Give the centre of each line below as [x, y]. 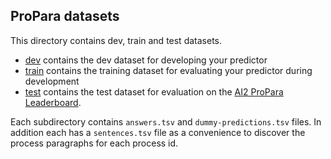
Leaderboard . [53, 102]
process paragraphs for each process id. [94, 143]
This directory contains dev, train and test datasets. [116, 40]
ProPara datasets [65, 16]
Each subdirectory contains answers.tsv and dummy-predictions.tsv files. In [166, 121]
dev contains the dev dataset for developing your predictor [146, 60]
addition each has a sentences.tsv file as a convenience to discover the [158, 132]
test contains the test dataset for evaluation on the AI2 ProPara [154, 91]
